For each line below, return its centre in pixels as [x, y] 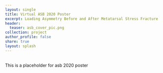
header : [13, 23]
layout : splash [20, 46]
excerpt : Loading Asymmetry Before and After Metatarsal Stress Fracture [82, 19]
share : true [17, 42]
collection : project [26, 32]
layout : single [20, 10]
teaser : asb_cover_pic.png [37, 28]
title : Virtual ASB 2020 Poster [38, 14]
